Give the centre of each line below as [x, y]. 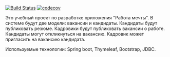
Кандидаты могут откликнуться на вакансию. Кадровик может [75, 34]
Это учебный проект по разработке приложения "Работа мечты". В [79, 18]
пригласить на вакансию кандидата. [45, 39]
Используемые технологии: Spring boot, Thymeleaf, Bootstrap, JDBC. [81, 49]
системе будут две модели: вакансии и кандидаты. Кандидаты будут [81, 23]
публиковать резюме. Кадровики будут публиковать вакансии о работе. [85, 28]
